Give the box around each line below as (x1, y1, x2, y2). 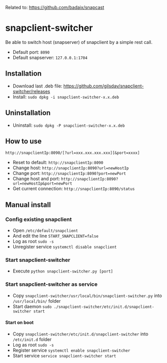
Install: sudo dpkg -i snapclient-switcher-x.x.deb (12, 94, 119, 100)
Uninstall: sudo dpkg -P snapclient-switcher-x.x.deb (12, 122, 125, 128)
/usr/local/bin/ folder (12, 298, 61, 304)
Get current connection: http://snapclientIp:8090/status (12, 186, 135, 192)
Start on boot (5, 320, 34, 326)
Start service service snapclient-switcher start (12, 352, 116, 358)
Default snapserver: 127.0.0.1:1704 (12, 54, 88, 60)
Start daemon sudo (12, 303, 52, 309)
